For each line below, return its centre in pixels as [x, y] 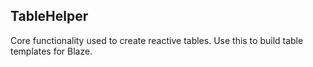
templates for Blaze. [51, 51]
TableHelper [49, 16]
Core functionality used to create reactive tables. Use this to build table [157, 40]
